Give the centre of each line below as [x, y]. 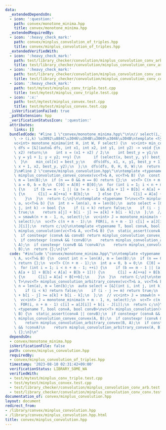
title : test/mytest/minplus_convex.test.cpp [61, 107]
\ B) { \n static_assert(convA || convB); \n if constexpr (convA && [87, 314]
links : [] [24, 129]
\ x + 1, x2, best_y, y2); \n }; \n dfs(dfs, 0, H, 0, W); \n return [87, 166]
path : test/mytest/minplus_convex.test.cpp [60, 102]
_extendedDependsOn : [31, 14]
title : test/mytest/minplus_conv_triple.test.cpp [66, 93]
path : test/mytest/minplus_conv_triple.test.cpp [65, 88]
